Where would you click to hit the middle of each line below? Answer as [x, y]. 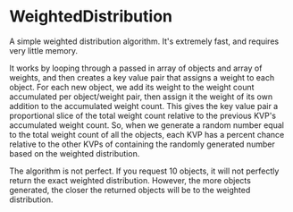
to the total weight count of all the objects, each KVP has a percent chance [147, 134]
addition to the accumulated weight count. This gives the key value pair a [144, 106]
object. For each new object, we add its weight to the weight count [132, 87]
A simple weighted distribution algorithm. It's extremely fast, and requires [144, 41]
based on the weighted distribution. [75, 153]
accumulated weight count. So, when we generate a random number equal [146, 125]
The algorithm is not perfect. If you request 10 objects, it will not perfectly [144, 171]
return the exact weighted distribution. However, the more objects [130, 180]
